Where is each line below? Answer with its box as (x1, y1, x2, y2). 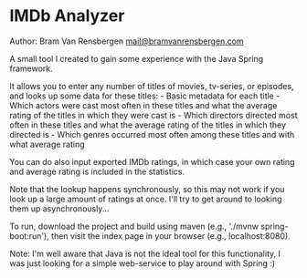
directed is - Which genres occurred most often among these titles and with (9, 129, 295, 139)
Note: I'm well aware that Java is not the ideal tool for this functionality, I (9, 248, 281, 259)
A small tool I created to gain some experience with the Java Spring (9, 53, 263, 64)
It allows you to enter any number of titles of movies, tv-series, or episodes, (9, 80, 294, 91)
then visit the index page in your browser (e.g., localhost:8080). (51, 230, 291, 242)
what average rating (9, 139, 85, 149)
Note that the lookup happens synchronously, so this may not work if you (9, 183, 285, 194)
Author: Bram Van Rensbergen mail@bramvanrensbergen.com (9, 36, 244, 46)
